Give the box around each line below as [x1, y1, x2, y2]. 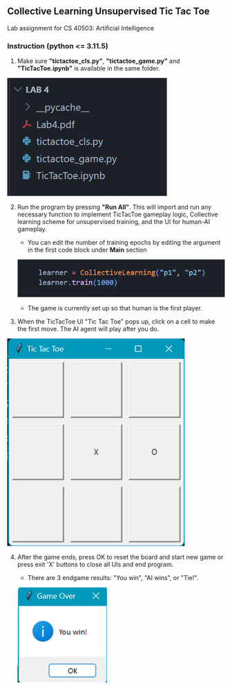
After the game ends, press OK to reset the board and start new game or [17, 552, 224, 561]
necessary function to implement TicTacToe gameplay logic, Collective [17, 210, 219, 218]
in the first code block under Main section [27, 245, 147, 254]
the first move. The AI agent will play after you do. [17, 324, 159, 333]
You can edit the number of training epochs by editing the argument [27, 239, 221, 247]
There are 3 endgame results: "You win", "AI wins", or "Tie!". [27, 573, 199, 581]
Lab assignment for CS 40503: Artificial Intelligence [7, 24, 154, 32]
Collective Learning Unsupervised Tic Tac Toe [7, 6, 210, 17]
